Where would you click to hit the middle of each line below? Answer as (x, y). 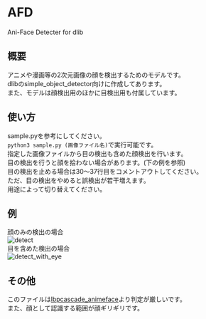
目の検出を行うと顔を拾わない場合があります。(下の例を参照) (97, 162)
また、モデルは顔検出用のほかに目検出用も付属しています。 (94, 93)
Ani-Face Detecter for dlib (45, 32)
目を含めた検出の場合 (38, 249)
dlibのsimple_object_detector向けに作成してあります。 (87, 83)
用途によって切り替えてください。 (57, 189)
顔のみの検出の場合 (36, 232)
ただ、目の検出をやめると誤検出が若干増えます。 (79, 180)
